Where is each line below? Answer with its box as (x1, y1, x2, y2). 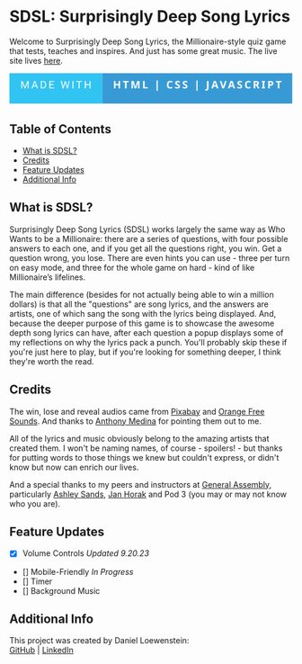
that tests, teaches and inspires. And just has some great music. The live (9, 45, 278, 56)
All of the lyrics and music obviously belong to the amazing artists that (9, 433, 270, 444)
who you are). (9, 498, 61, 509)
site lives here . (9, 55, 63, 66)
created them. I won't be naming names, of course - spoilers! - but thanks (9, 443, 283, 453)
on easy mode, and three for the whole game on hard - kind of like (9, 262, 255, 273)
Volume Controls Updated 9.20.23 (22, 548, 150, 559)
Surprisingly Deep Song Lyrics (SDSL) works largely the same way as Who (9, 223, 286, 235)
